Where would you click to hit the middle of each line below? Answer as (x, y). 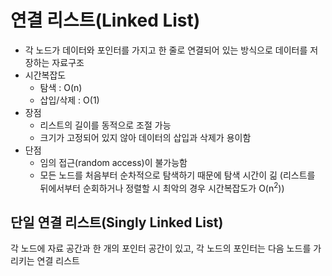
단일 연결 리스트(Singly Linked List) (117, 222)
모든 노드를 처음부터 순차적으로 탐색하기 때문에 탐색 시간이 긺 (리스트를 (177, 175)
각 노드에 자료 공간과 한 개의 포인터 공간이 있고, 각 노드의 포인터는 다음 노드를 (161, 248)
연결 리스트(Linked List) (105, 20)
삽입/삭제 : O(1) (69, 100)
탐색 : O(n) (61, 87)
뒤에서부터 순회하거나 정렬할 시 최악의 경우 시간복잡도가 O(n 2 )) (162, 187)
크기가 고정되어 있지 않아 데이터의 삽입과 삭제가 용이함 (145, 137)
